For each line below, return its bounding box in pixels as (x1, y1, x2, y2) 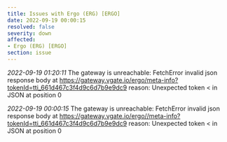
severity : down (7, 29, 52, 37)
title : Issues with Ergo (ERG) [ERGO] (7, 10, 121, 17)
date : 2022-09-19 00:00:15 (7, 17, 86, 24)
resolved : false (7, 23, 55, 30)
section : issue (7, 50, 52, 57)
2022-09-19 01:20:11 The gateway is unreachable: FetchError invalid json (7, 68, 218, 77)
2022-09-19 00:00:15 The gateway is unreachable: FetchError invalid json (7, 104, 221, 113)
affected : (7, 36, 36, 43)
